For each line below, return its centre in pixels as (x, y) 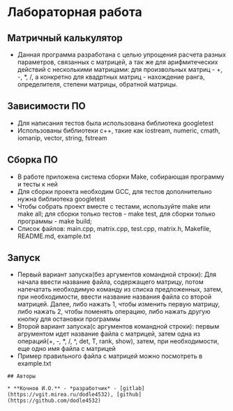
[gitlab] (132, 389)
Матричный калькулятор (65, 38)
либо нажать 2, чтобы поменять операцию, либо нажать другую (114, 312)
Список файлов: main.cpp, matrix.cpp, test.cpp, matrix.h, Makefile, (114, 228)
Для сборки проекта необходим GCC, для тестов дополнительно (114, 191)
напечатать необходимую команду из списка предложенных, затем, (120, 290)
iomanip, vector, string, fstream (62, 137)
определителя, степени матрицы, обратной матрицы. (97, 84)
